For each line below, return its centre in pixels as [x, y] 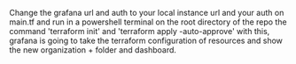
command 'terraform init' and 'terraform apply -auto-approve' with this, [140, 31]
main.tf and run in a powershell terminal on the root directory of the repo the [148, 22]
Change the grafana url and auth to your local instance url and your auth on [147, 13]
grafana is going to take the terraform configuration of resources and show [146, 40]
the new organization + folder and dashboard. [93, 50]
